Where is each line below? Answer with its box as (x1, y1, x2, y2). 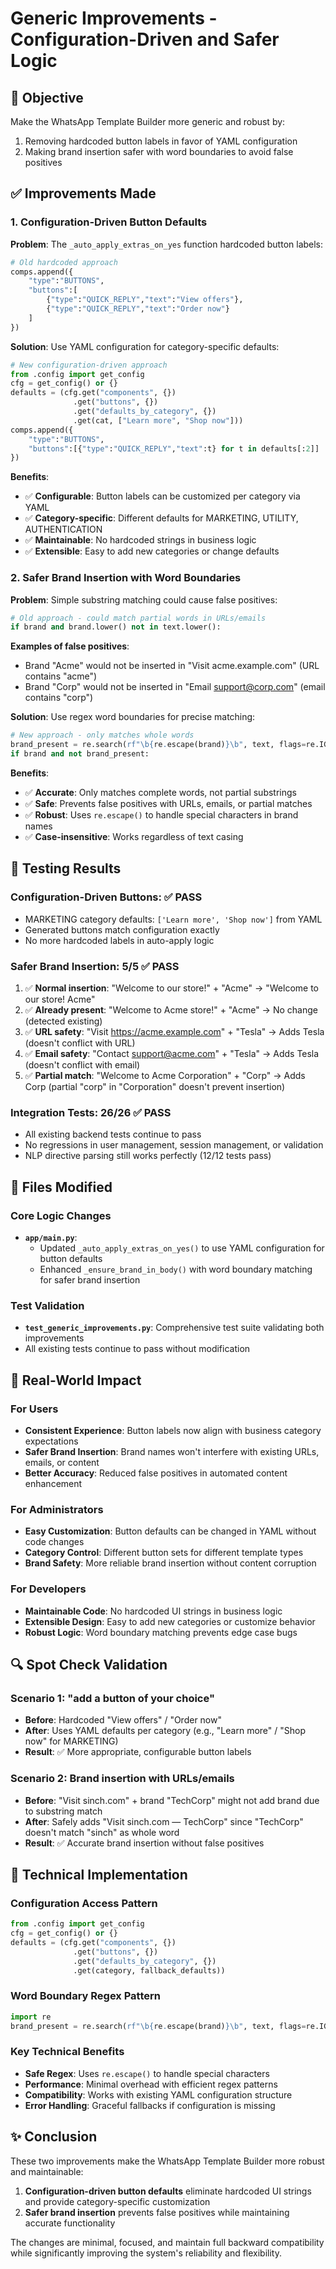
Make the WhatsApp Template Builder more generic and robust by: (10, 116, 286, 127)
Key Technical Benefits (10, 2045, 125, 2059)
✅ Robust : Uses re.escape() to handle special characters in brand (24, 808, 299, 821)
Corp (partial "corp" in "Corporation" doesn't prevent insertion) (24, 1080, 286, 1092)
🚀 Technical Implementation (10, 1866, 188, 1883)
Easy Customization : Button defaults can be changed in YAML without (24, 1525, 317, 1537)
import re (10, 2012, 52, 2022)
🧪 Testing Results (10, 860, 122, 877)
